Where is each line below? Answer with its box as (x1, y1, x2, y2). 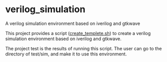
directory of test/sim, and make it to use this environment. (5, 51, 127, 57)
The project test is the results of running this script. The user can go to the (5, 45, 162, 51)
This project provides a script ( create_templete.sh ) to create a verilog (5, 30, 151, 36)
